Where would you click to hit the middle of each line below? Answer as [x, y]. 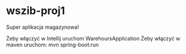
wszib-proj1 [36, 11]
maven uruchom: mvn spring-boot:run [53, 45]
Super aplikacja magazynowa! [43, 27]
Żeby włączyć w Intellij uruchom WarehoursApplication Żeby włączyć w [93, 38]
